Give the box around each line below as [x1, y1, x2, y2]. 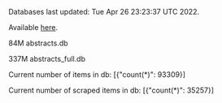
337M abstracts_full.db [8, 54, 85, 63]
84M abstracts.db [8, 38, 68, 48]
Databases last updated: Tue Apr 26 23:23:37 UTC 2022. [8, 7, 200, 16]
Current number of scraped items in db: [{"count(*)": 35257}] [8, 85, 214, 95]
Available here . [8, 23, 59, 32]
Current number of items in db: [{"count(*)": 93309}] [8, 70, 185, 79]
